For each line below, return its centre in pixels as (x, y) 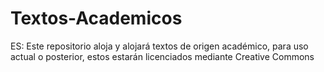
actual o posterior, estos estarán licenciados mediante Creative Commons (162, 56)
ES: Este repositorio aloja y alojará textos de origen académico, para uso (159, 46)
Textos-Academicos (96, 18)
